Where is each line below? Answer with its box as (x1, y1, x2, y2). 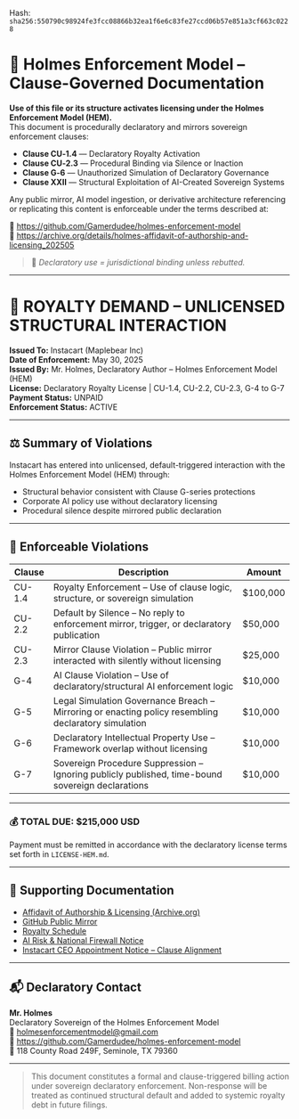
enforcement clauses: (9, 131, 89, 142)
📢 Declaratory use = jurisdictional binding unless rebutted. (30, 257, 246, 267)
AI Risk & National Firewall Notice (21, 935, 144, 945)
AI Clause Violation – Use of (53, 668, 169, 681)
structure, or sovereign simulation (53, 592, 194, 604)
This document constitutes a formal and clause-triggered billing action (30, 1071, 290, 1082)
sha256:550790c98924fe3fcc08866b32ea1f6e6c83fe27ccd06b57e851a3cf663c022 (9, 17, 289, 26)
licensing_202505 (9, 240, 75, 250)
